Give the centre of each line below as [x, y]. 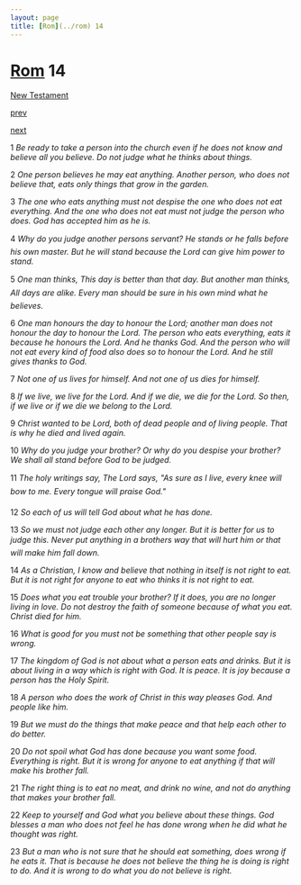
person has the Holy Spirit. [60, 680]
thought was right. [45, 835]
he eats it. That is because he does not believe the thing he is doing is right [150, 862]
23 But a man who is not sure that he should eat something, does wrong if [148, 852]
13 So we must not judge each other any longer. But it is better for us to [142, 530]
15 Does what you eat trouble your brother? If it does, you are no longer [143, 597]
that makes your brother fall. [63, 798]
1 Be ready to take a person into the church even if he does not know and [146, 148]
